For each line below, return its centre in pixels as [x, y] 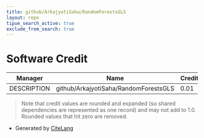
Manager [30, 78]
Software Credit [47, 59]
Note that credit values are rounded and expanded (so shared [98, 103]
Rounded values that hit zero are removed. [74, 117]
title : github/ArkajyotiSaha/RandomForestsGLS [66, 12]
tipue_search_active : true [40, 23]
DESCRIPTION [30, 89]
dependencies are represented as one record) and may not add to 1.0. [108, 110]
